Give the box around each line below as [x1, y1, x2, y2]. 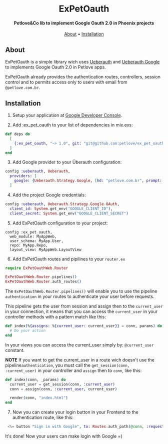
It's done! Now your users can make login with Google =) [5, 433, 122, 439]
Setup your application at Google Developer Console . [12, 112, 122, 118]
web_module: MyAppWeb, [9, 234, 57, 239]
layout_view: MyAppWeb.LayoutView [9, 247, 81, 252]
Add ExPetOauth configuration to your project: [12, 220, 108, 226]
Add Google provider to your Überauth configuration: [12, 159, 122, 165]
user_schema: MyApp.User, [9, 238, 64, 243]
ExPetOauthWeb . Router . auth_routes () [5, 279, 81, 284]
